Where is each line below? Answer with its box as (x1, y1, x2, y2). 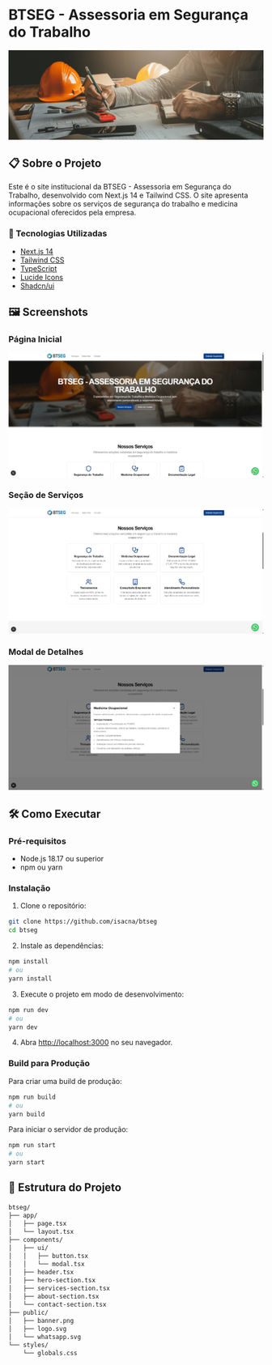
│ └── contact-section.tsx (8, 1300, 107, 1308)
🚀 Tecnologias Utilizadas (8, 228, 108, 240)
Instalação (8, 882, 51, 894)
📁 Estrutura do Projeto (8, 1180, 121, 1195)
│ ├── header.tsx (8, 1268, 74, 1276)
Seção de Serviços (8, 490, 84, 501)
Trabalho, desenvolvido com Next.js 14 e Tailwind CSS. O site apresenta (8, 190, 249, 200)
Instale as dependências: (19, 941, 104, 950)
